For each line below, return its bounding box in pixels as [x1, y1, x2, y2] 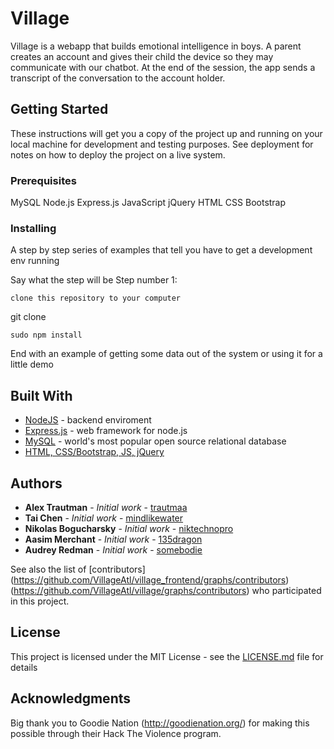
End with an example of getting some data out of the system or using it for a [10, 348, 323, 360]
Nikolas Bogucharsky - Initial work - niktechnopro [24, 522, 234, 534]
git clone [10, 311, 47, 323]
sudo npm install [10, 330, 83, 341]
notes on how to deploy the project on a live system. [10, 148, 226, 161]
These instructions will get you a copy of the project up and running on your [10, 127, 323, 139]
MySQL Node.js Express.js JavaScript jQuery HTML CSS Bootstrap [10, 197, 287, 209]
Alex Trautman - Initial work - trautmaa [24, 501, 188, 513]
